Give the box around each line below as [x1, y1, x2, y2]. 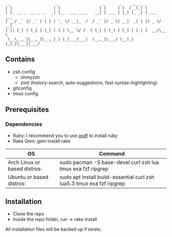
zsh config [12, 68, 35, 75]
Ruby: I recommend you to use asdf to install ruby [12, 132, 118, 139]
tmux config [12, 90, 38, 96]
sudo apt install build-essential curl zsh [59, 173, 155, 181]
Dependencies [5, 121, 42, 128]
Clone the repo [12, 211, 45, 217]
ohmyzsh [20, 74, 40, 80]
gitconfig [12, 85, 32, 91]
